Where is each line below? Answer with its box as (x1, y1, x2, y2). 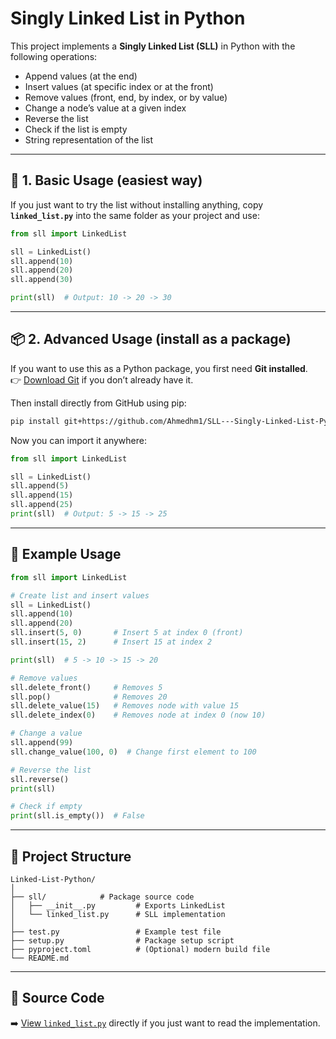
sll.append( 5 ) (10, 481, 70, 491)
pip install (10, 416, 60, 426)
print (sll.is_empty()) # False (10, 811, 145, 821)
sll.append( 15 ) (10, 490, 74, 501)
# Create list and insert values (10, 590, 150, 601)
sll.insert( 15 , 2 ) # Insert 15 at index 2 (10, 637, 213, 647)
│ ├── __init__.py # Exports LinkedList (10, 900, 226, 911)
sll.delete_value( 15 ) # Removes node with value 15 (10, 701, 240, 711)
